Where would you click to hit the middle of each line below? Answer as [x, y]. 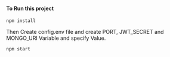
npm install [21, 21]
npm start [18, 49]
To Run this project [30, 8]
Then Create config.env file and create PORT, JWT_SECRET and [85, 32]
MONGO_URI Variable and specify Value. [56, 38]
